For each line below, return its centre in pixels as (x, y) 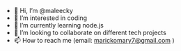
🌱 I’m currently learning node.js (59, 25)
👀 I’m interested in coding (50, 18)
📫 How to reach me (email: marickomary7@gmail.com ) (94, 40)
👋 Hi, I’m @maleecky (43, 11)
